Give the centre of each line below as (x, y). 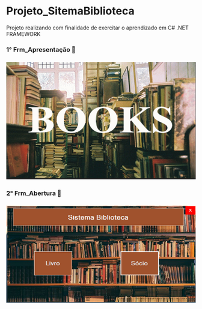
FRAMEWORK (23, 34)
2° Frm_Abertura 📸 (34, 193)
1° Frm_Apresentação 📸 (41, 49)
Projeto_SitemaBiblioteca (70, 11)
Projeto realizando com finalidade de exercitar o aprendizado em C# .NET (97, 28)
